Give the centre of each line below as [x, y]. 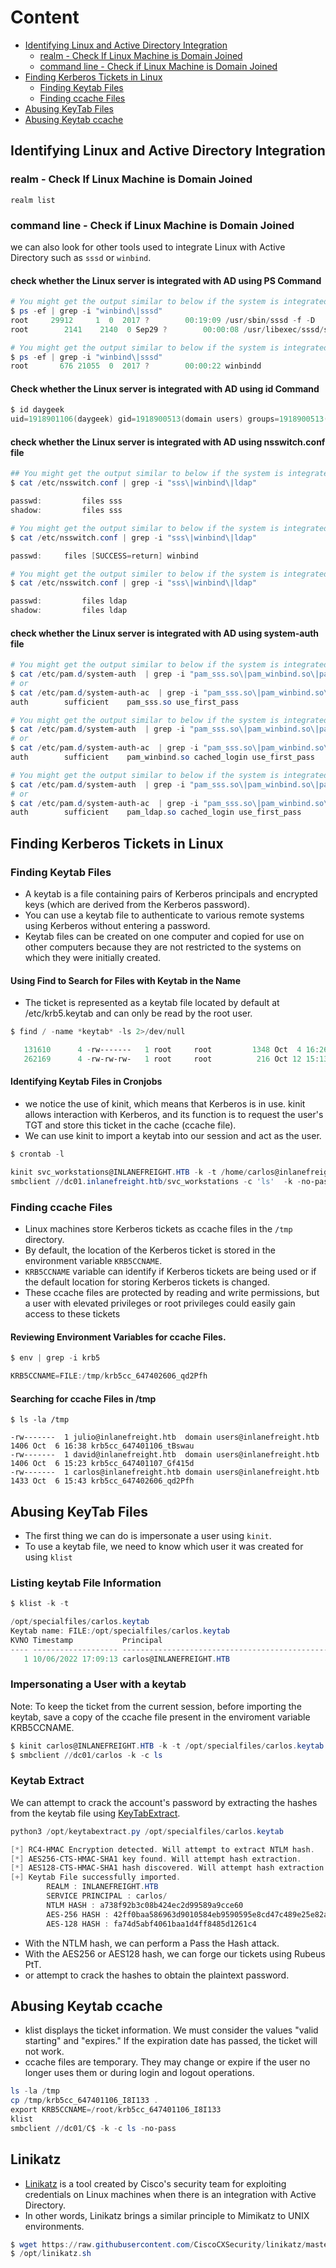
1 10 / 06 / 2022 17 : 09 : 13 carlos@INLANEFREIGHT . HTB [126, 1659]
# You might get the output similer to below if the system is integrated [169, 574]
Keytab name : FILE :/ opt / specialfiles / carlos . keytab [120, 1631]
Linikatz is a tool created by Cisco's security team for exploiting [155, 2183]
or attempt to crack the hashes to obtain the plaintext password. [157, 1975]
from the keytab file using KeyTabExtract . [95, 1813]
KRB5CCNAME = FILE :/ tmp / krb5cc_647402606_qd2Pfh [109, 1376]
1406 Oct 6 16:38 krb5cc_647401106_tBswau [102, 1446]
